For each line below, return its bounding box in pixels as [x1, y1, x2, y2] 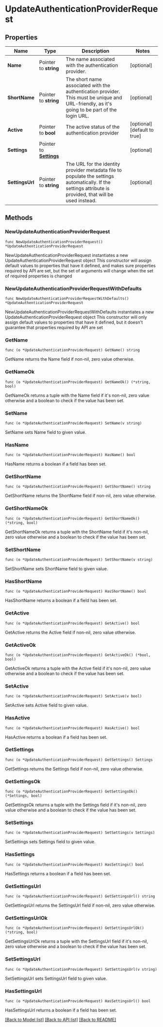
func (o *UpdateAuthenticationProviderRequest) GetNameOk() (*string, [5, 379, 151, 385]
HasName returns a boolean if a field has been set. [5, 461, 107, 467]
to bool [39, 130, 56, 136]
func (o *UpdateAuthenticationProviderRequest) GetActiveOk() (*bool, [5, 652, 151, 658]
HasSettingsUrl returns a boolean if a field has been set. [5, 1007, 117, 1013]
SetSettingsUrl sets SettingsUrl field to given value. [5, 975, 108, 981]
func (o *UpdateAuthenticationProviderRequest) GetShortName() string [5, 484, 151, 489]
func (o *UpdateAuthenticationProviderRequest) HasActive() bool [5, 725, 140, 731]
